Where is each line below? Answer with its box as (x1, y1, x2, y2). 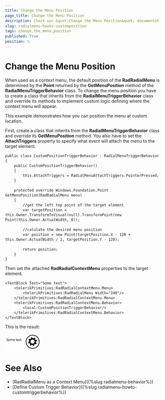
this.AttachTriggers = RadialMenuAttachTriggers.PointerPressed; (23, 173, 160, 178)
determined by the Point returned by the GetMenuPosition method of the (5, 82, 154, 88)
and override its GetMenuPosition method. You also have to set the (5, 133, 142, 139)
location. (5, 118, 23, 124)
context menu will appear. (5, 103, 57, 109)
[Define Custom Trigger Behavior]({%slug (12, 384, 97, 390)
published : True (5, 34, 38, 39)
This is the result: (5, 324, 40, 330)
